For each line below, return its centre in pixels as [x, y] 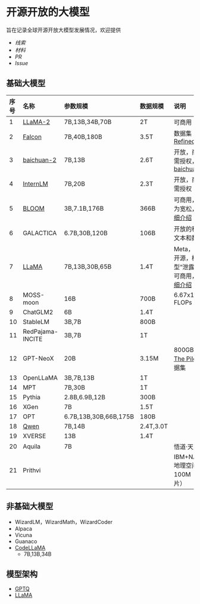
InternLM [36, 184]
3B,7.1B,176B [84, 208]
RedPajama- [40, 331]
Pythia [32, 397]
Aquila [32, 446]
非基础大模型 [30, 506]
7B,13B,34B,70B [88, 122]
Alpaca [24, 528]
